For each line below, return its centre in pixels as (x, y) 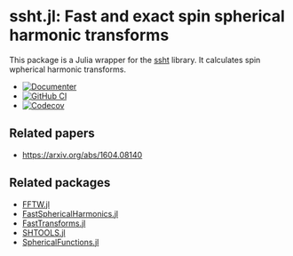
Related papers (52, 134)
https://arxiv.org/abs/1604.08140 (82, 155)
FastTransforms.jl (54, 223)
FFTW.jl (36, 204)
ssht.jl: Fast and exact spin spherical (147, 16)
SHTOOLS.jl (44, 232)
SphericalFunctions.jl (60, 242)
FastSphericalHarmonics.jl (70, 213)
